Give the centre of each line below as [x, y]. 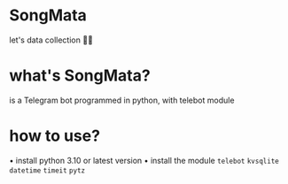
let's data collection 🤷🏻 [51, 40]
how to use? [54, 136]
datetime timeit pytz [47, 170]
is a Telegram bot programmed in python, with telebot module [122, 100]
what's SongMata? [80, 76]
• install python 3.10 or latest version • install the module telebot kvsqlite [144, 160]
